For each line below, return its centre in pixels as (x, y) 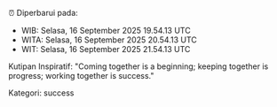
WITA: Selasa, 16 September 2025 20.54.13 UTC (109, 40)
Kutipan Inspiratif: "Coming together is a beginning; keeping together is (138, 66)
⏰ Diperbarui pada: (44, 13)
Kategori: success (41, 93)
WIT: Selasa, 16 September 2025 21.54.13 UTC (106, 49)
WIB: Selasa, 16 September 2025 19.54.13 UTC (106, 31)
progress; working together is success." (81, 76)
